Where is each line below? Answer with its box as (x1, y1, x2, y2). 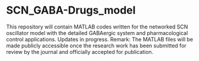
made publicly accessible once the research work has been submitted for (6, 42, 186, 49)
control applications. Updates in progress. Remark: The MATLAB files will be (6, 36, 194, 43)
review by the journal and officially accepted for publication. (6, 48, 154, 55)
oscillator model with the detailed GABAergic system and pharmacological (6, 29, 188, 36)
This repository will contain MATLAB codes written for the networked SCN (6, 23, 188, 30)
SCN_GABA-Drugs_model (6, 4, 136, 17)
